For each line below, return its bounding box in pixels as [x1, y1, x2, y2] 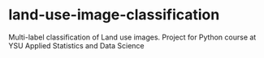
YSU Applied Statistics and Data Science [8, 40, 145, 50]
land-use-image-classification [8, 6, 220, 24]
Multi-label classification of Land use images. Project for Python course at [8, 32, 257, 42]
